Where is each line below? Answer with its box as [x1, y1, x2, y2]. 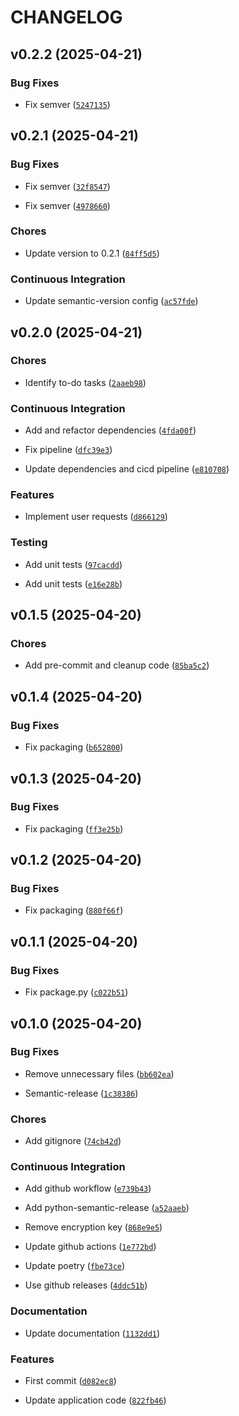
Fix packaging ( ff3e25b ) [24, 822, 124, 835]
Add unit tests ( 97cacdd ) [24, 558, 123, 570]
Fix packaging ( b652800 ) [24, 741, 124, 753]
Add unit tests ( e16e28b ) [24, 577, 123, 590]
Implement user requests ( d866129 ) [24, 511, 168, 523]
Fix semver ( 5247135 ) [24, 98, 111, 110]
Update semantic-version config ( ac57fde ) [24, 295, 199, 307]
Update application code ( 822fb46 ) [24, 1394, 167, 1406]
